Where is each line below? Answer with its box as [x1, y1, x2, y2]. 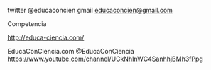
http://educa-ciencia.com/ [7, 33, 85, 42]
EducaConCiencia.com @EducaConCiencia [7, 47, 135, 55]
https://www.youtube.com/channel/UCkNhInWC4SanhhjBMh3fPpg [7, 54, 204, 63]
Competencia [7, 20, 47, 28]
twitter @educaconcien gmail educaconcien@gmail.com [7, 6, 173, 14]
